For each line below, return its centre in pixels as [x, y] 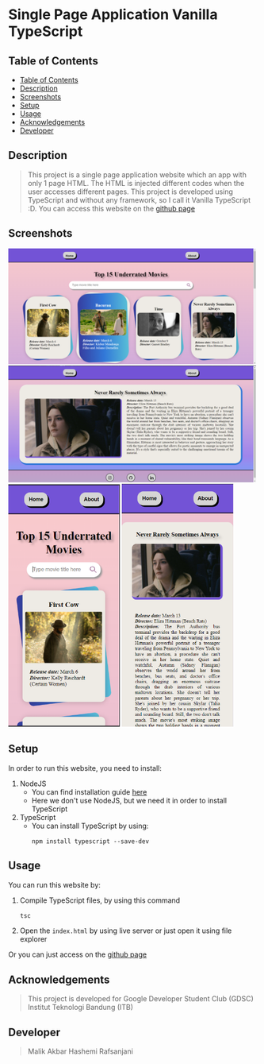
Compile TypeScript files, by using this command [100, 900]
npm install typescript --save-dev [90, 841]
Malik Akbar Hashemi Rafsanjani [80, 1051]
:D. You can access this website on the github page [111, 208]
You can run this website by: [55, 884]
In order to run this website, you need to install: [85, 768]
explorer [33, 939]
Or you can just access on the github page [78, 954]
